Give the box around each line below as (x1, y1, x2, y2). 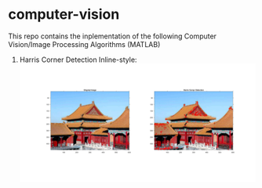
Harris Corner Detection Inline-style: (19, 55, 137, 64)
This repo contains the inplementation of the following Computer (8, 31, 217, 41)
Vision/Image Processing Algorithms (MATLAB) (8, 39, 161, 49)
